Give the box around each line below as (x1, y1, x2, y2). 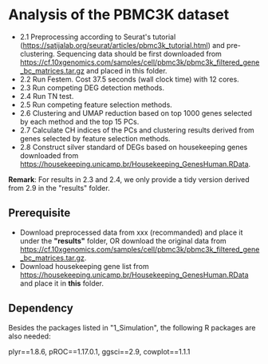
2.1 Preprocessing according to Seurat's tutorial (19, 32, 176, 42)
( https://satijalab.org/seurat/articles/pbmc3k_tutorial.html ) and (19, 40, 225, 49)
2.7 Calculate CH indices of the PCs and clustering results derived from (19, 125, 255, 135)
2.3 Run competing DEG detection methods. (19, 82, 165, 93)
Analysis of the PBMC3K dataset (8, 6, 230, 24)
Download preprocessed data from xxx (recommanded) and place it (19, 227, 243, 237)
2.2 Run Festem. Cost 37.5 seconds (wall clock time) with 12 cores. (19, 74, 239, 84)
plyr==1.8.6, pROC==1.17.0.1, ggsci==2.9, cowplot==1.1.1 (8, 346, 191, 356)
